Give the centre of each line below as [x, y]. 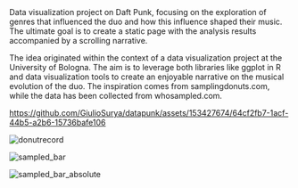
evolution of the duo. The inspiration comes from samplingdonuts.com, [140, 86]
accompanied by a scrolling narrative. [79, 41]
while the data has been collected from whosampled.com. [116, 96]
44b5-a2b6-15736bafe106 [58, 123]
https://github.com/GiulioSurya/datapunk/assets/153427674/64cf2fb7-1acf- [149, 113]
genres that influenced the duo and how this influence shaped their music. [146, 21]
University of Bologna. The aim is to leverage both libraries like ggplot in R [145, 67]
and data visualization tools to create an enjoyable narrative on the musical [147, 77]
